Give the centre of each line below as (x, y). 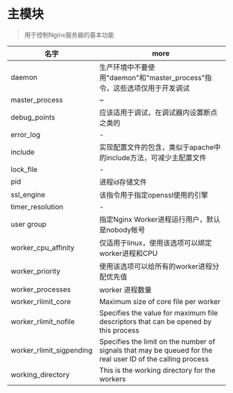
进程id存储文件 (123, 182)
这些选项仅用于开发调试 (152, 88)
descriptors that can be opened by (156, 321)
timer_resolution (37, 207)
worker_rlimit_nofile (43, 321)
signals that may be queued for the (156, 350)
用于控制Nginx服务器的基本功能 (69, 35)
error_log (26, 134)
